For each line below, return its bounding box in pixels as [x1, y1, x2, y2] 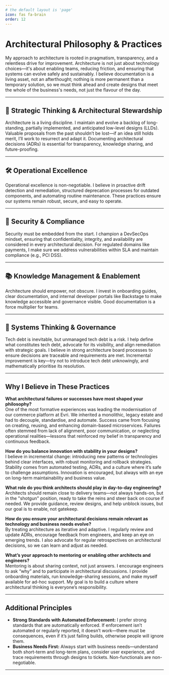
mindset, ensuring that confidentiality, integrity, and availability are [5, 236, 143, 242]
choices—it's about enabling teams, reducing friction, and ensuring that [5, 66, 154, 72]
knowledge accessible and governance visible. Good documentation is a [5, 299, 156, 305]
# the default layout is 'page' [5, 7, 73, 13]
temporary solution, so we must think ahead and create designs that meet [5, 81, 158, 88]
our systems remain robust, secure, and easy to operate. [5, 198, 123, 204]
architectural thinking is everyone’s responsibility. [5, 584, 108, 591]
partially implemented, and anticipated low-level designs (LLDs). [25, 125, 159, 131]
